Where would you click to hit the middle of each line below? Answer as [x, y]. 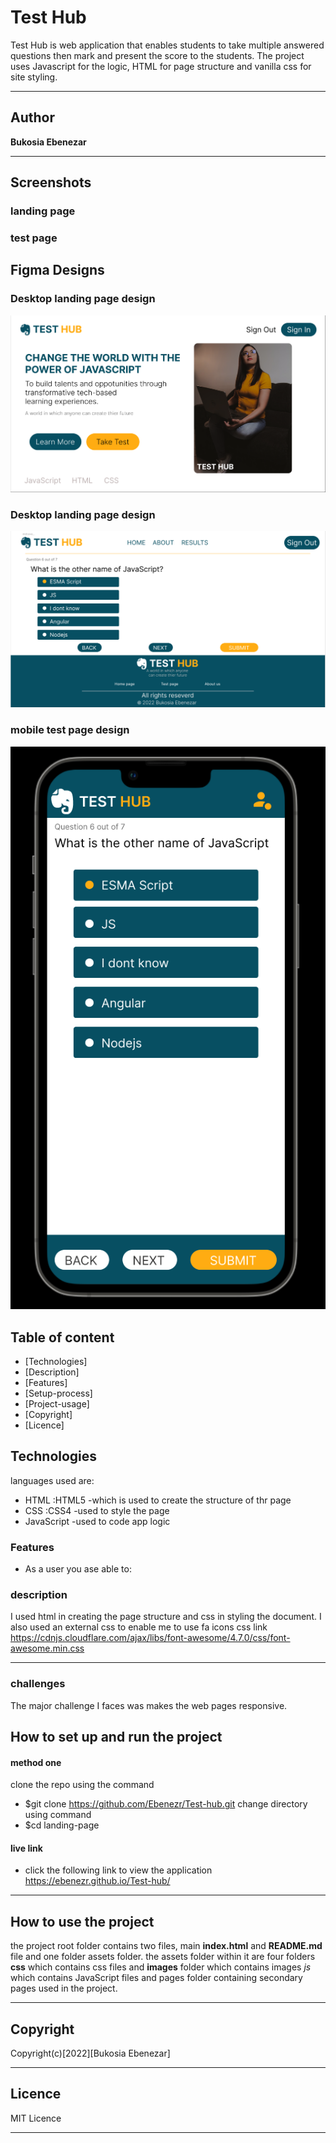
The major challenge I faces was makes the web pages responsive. [149, 1705]
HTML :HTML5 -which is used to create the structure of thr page [158, 1500]
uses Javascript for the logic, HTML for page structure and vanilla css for [161, 66]
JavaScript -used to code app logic [97, 1521]
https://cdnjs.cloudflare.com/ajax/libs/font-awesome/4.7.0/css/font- [150, 1638]
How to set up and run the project [116, 1737]
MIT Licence [36, 2118]
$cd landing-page [62, 1825]
